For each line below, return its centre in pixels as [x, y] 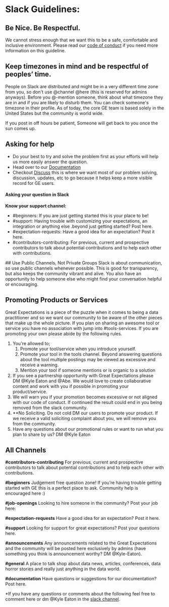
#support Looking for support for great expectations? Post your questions [82, 528]
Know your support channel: [36, 206]
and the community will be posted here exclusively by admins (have [76, 549]
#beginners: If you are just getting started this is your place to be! [80, 216]
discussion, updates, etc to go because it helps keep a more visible [82, 178]
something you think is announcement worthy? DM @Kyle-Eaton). [74, 554]
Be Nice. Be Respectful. [43, 28]
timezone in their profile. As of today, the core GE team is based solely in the [85, 108]
